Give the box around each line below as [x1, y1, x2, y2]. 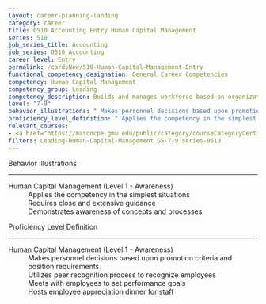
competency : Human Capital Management [8, 78, 136, 85]
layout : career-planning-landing [8, 11, 119, 20]
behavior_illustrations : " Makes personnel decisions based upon [8, 108, 228, 116]
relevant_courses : [8, 122, 69, 130]
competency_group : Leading [8, 85, 97, 93]
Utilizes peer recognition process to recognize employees [28, 270, 216, 279]
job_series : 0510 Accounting [8, 48, 104, 56]
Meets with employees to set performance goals [28, 278, 186, 287]
